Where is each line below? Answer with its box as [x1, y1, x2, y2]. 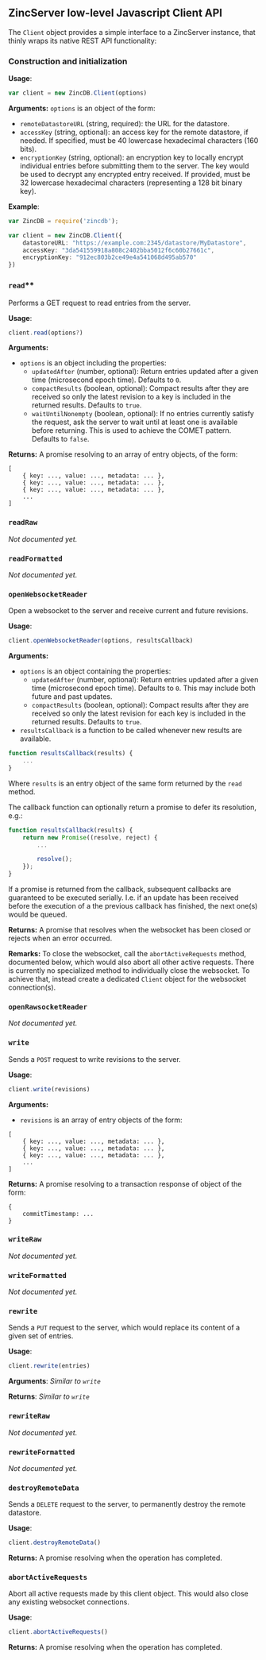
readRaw [8, 518, 38, 527]
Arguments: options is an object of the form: [8, 103, 156, 113]
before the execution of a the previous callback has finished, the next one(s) [8, 901, 258, 911]
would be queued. [8, 909, 67, 920]
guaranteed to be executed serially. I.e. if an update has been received [8, 893, 239, 902]
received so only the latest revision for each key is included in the [31, 708, 246, 718]
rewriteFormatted [8, 1447, 75, 1457]
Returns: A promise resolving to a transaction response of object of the [8, 1179, 242, 1188]
